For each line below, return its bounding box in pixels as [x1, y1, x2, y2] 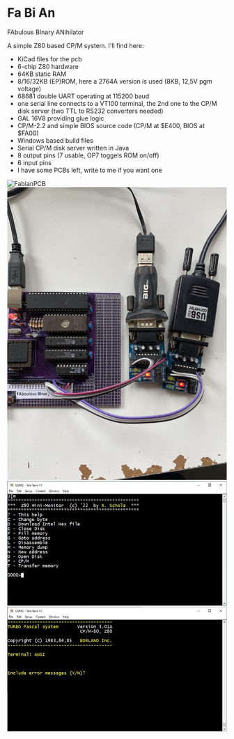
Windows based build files [17, 136, 94, 144]
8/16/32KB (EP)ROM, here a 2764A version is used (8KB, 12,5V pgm [17, 77, 212, 85]
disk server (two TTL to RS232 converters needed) [17, 107, 164, 115]
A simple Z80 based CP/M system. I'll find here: [7, 41, 144, 49]
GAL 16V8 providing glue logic [17, 114, 104, 123]
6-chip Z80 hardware [17, 62, 79, 70]
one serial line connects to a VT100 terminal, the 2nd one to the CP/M [17, 99, 217, 107]
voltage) [17, 84, 42, 93]
